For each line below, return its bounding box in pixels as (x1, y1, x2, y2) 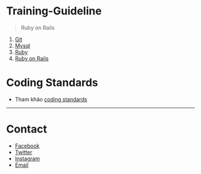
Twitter (14, 148, 33, 155)
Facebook (14, 142, 40, 149)
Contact (6, 122, 47, 136)
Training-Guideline (6, 4, 102, 18)
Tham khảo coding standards (14, 95, 88, 103)
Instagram (14, 155, 40, 162)
